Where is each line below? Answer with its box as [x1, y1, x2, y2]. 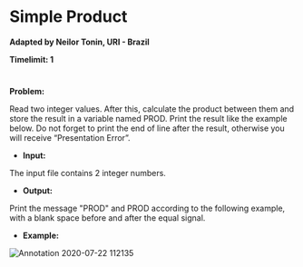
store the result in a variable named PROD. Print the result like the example [9, 114, 288, 124]
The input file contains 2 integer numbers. [9, 168, 166, 179]
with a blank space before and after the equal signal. [9, 213, 206, 223]
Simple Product [9, 6, 128, 27]
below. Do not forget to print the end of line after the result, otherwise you [9, 123, 286, 133]
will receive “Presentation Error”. [9, 133, 131, 143]
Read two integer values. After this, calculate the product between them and [9, 104, 295, 114]
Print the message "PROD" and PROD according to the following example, [9, 203, 286, 214]
